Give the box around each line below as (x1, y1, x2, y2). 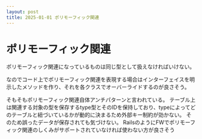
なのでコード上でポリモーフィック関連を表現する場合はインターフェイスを (6, 76, 190, 83)
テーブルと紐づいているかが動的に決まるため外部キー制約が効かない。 (11, 111, 185, 119)
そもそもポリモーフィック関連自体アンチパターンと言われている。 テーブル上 (6, 96, 196, 103)
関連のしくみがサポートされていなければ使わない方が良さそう (22, 126, 176, 134)
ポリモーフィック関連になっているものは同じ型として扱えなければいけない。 (6, 63, 195, 70)
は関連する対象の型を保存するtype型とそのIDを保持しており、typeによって (6, 103, 191, 111)
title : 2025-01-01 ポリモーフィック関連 (6, 14, 99, 20)
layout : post (6, 8, 39, 15)
